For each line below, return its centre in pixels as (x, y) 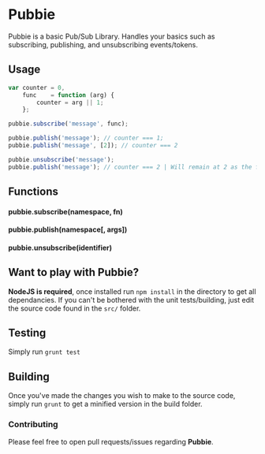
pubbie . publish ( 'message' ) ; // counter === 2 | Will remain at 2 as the (130, 167)
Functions (34, 192)
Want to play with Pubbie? (74, 272)
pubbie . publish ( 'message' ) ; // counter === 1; (86, 138)
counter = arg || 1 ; (70, 102)
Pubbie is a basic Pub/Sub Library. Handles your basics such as (112, 36)
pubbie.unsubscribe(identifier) (60, 247)
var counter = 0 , (37, 87)
